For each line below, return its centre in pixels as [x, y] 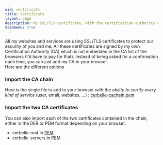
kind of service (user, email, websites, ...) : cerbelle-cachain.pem [70, 95]
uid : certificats [23, 9]
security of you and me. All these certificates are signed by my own [73, 46]
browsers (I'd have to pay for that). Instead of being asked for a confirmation [81, 57]
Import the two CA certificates [42, 108]
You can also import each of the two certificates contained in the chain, [76, 118]
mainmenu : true [20, 28]
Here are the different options [35, 67]
